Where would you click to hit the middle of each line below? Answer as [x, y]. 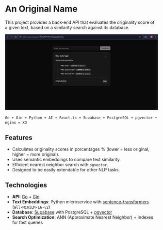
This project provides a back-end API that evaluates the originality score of [80, 22]
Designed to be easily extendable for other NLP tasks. [66, 170]
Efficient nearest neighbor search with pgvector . [60, 165]
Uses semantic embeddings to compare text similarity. [66, 160]
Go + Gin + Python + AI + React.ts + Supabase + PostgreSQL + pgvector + [81, 118]
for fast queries [27, 222]
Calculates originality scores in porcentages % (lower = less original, [81, 149]
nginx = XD [16, 123]
